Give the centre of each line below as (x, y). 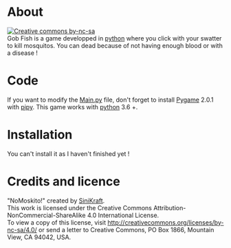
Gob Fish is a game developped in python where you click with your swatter (114, 38)
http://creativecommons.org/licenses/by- (166, 222)
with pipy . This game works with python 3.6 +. (73, 106)
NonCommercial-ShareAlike (46, 215)
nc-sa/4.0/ (22, 229)
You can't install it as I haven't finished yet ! (68, 154)
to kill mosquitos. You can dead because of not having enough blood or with (115, 45)
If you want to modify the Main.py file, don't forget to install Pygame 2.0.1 (111, 100)
